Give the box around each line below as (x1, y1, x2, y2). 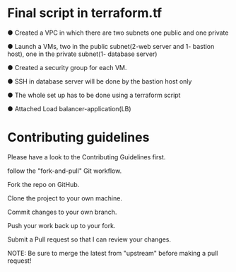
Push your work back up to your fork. (7, 221, 116, 229)
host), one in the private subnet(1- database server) (7, 50, 158, 58)
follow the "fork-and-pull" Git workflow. (7, 166, 122, 175)
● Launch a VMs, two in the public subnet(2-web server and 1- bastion (7, 42, 215, 50)
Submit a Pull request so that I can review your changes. (7, 235, 172, 244)
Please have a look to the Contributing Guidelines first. (7, 152, 166, 161)
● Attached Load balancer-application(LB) (7, 104, 132, 113)
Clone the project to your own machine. (7, 193, 122, 203)
